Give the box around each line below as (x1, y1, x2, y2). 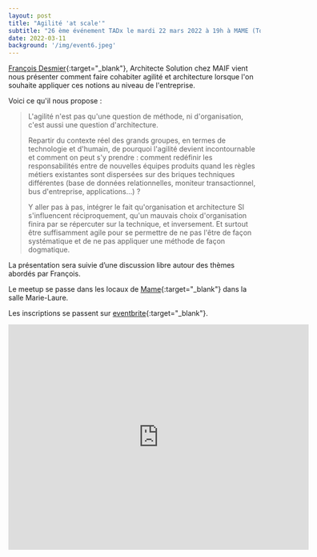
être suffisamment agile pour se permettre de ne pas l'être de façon (27, 228, 252, 237)
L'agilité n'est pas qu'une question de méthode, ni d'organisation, (27, 111, 244, 121)
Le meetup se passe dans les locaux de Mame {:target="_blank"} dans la (8, 285, 247, 294)
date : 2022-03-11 (8, 34, 66, 42)
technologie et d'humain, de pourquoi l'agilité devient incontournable (27, 144, 256, 154)
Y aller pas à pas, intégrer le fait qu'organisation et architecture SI (27, 202, 245, 212)
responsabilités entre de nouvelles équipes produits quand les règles (27, 161, 255, 171)
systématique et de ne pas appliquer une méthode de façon (27, 236, 226, 246)
